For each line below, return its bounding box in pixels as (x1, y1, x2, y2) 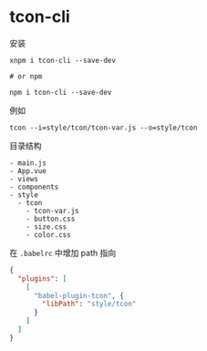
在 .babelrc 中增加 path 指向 (9, 247, 117, 258)
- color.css (26, 230, 71, 239)
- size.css (26, 222, 67, 232)
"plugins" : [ (17, 274, 67, 284)
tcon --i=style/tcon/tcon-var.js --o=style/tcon (9, 123, 198, 132)
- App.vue (9, 166, 47, 175)
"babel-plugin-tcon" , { (33, 291, 125, 300)
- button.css (26, 214, 76, 223)
